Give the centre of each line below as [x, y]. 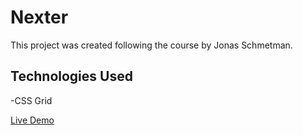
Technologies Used [71, 76]
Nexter [39, 17]
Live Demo [32, 120]
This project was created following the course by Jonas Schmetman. [151, 45]
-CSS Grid [31, 100]
